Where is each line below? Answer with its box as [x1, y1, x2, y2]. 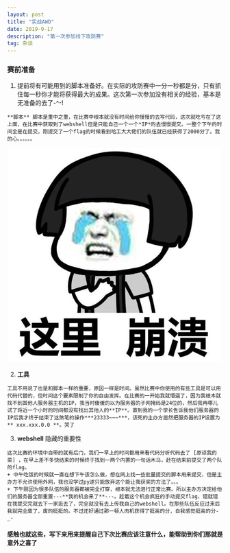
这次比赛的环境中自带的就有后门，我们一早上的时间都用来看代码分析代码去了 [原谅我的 [7, 449, 217, 456]
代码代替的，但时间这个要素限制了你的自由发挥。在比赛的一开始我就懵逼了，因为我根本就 [7, 392, 221, 399]
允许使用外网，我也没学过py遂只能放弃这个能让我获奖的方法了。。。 [22, 479, 181, 486]
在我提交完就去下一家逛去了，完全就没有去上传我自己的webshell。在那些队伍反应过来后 [7, 501, 220, 508]
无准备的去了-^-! [16, 99, 64, 107]
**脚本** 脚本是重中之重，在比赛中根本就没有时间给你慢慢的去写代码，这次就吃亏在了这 [7, 114, 221, 121]
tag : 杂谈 [7, 40, 33, 47]
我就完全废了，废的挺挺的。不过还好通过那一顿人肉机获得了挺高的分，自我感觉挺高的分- [7, 508, 219, 515]
